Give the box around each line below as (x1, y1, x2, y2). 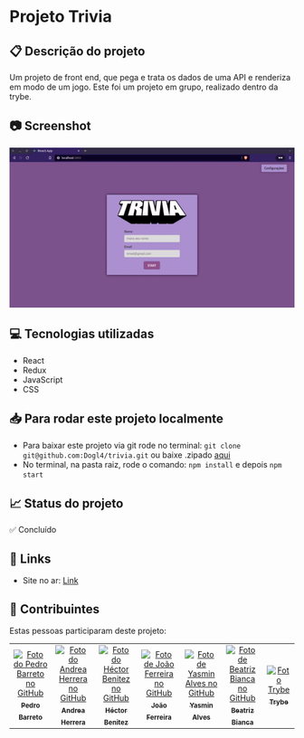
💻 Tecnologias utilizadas (9, 326, 155, 342)
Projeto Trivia (9, 6, 112, 27)
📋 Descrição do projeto (9, 43, 146, 59)
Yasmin (189, 701, 214, 710)
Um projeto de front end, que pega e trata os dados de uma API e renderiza (9, 72, 291, 82)
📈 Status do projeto (9, 496, 124, 511)
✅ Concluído (9, 525, 57, 535)
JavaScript (22, 374, 63, 385)
